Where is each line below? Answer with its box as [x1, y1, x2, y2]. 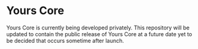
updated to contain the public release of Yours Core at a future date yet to [6, 30, 193, 37]
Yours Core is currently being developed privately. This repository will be [6, 24, 190, 31]
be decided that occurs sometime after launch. [6, 37, 124, 44]
